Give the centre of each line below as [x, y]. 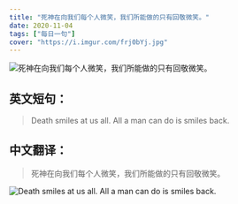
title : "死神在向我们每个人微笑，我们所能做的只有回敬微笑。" [109, 17]
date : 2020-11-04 [41, 26]
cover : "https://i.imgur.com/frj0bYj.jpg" [88, 42]
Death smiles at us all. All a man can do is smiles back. [130, 121]
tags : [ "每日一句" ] [42, 34]
